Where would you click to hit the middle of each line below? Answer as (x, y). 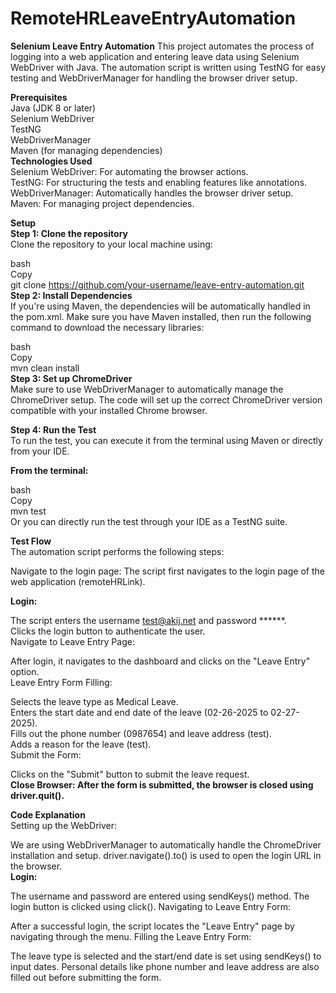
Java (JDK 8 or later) (53, 108)
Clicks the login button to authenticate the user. (108, 631)
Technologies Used (51, 161)
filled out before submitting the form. (86, 977)
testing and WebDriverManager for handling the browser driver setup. (154, 78)
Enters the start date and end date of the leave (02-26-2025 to (139, 712)
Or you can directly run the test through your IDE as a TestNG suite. (149, 521)
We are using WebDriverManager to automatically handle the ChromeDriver (166, 844)
